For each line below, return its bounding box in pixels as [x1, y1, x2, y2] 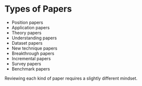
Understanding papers [11, 35, 57, 41]
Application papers [11, 24, 50, 30]
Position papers [11, 19, 43, 25]
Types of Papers [4, 3, 72, 15]
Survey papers [11, 61, 41, 67]
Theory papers [11, 30, 42, 35]
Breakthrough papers [11, 50, 54, 56]
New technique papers [11, 45, 58, 51]
